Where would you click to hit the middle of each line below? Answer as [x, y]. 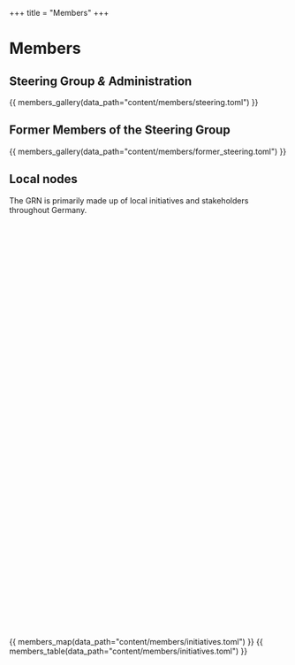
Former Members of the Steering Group [120, 130]
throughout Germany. [48, 210]
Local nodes [43, 179]
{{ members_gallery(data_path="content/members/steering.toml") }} [134, 102]
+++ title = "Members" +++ [59, 13]
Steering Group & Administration [101, 81]
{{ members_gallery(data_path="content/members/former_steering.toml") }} [148, 151]
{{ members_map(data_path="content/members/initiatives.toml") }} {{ [136, 641]
